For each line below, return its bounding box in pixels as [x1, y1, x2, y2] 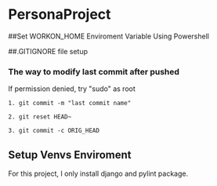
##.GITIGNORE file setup [8, 46, 89, 56]
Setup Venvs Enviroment [8, 148, 132, 162]
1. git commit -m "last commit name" [8, 100, 132, 108]
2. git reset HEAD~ [8, 113, 72, 121]
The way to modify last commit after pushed [8, 66, 180, 77]
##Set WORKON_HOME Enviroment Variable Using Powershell [8, 31, 210, 41]
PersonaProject [8, 5, 111, 24]
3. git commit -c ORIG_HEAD [8, 127, 100, 135]
